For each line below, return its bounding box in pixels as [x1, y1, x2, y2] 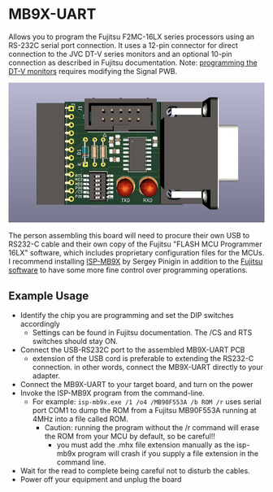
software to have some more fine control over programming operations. [8, 265, 248, 275]
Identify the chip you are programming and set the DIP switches [19, 311, 234, 320]
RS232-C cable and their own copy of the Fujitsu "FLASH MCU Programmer [8, 239, 262, 249]
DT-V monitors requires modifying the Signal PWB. [8, 66, 177, 76]
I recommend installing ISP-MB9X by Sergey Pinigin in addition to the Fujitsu [8, 257, 263, 267]
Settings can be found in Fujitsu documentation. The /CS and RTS [32, 328, 253, 337]
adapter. [32, 371, 61, 381]
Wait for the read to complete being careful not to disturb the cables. [19, 466, 250, 476]
